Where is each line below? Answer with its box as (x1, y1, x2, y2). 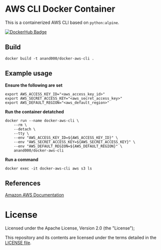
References (5, 179, 41, 187)
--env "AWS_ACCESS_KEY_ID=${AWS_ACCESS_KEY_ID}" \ (14, 135, 118, 140)
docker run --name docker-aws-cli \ (5, 118, 79, 123)
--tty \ (14, 131, 29, 136)
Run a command (5, 156, 39, 162)
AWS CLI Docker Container (5, 3, 115, 15)
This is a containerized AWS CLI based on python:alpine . (5, 19, 120, 25)
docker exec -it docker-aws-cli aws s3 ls (5, 166, 92, 171)
